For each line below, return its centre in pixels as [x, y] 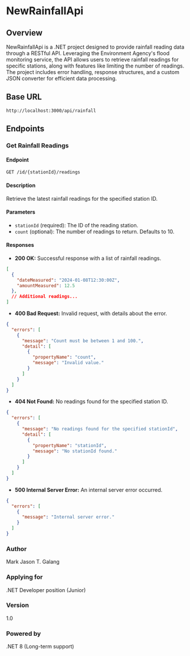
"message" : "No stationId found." [75, 451]
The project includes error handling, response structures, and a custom [93, 72]
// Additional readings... [45, 297]
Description [21, 185]
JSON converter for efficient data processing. [61, 78]
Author [17, 549]
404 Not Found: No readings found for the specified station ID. [91, 401]
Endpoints [25, 129]
